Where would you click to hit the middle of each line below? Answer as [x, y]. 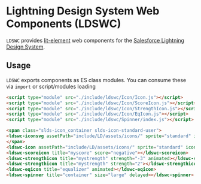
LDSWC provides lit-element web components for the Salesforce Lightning [95, 40]
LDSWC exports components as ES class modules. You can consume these [96, 80]
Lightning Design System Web [83, 11]
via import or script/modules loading [51, 86]
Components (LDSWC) [64, 24]
